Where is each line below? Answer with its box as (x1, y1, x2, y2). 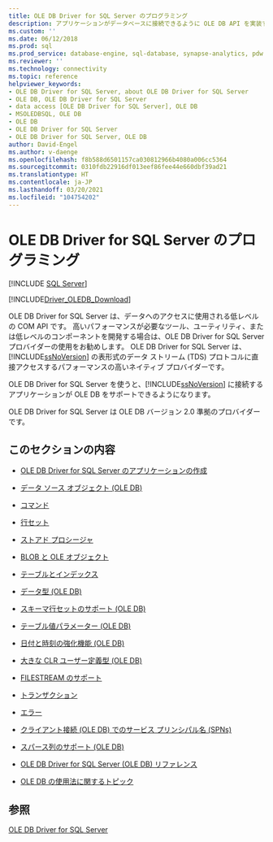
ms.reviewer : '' (8, 58, 63, 66)
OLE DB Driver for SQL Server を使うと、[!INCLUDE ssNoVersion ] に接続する (8, 379, 264, 388)
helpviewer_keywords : (8, 80, 82, 88)
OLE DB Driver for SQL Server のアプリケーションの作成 (19, 466, 208, 475)
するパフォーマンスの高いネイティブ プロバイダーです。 (43, 362, 229, 371)
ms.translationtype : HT (8, 171, 89, 179)
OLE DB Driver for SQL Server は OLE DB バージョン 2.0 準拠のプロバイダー (8, 406, 261, 416)
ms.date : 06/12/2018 (8, 34, 79, 43)
